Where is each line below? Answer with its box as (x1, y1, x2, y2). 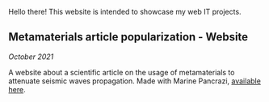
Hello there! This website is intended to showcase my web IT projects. (8, 7, 242, 16)
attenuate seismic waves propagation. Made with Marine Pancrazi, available (8, 76, 261, 86)
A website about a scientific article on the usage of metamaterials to (8, 67, 235, 77)
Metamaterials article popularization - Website (8, 30, 249, 44)
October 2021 (8, 52, 54, 62)
